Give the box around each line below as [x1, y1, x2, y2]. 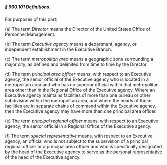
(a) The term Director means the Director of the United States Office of [5, 26, 151, 32]
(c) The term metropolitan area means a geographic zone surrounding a [5, 56, 154, 62]
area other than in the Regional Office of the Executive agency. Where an [5, 87, 155, 93]
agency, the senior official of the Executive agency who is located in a [5, 76, 149, 82]
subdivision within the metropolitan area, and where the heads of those [5, 97, 152, 103]
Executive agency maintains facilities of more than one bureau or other [5, 92, 151, 98]
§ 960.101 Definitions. [5, 4, 51, 10]
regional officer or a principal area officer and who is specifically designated [5, 143, 162, 149]
